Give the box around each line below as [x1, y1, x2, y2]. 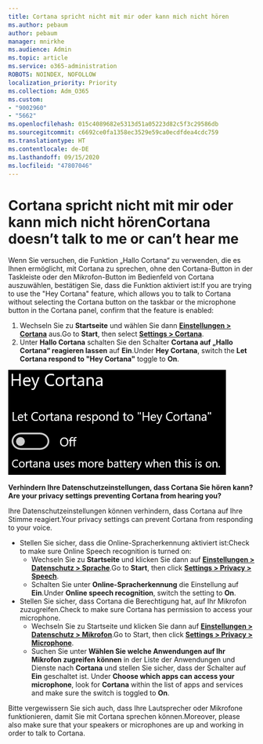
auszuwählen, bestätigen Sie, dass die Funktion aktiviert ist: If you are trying [8, 281, 252, 290]
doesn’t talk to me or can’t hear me [8, 230, 240, 247]
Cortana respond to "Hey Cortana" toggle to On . [19, 354, 180, 364]
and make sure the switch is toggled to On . [31, 688, 170, 698]
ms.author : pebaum [8, 20, 68, 29]
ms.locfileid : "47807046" [8, 162, 92, 170]
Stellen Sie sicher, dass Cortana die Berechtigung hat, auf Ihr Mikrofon [19, 596, 247, 606]
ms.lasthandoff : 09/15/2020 [8, 153, 100, 161]
